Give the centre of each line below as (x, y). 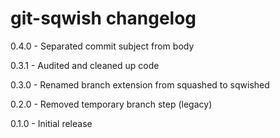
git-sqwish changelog (103, 18)
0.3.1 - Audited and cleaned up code (85, 65)
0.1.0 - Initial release (51, 123)
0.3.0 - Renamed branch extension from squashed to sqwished (140, 84)
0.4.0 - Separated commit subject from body (102, 46)
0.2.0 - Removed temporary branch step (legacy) (111, 104)
